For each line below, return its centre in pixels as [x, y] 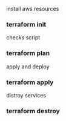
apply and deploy [28, 67]
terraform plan [28, 53]
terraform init [26, 24]
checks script [23, 38]
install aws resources [33, 9]
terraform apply [30, 82]
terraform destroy [33, 111]
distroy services [26, 95]
